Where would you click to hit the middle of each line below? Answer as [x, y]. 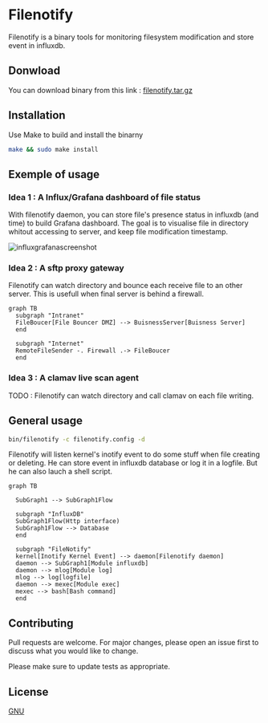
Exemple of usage [54, 174]
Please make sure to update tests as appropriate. [89, 667]
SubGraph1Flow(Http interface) [68, 522]
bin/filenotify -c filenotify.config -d [77, 439]
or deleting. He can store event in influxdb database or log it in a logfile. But [133, 463]
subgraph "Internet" [50, 344]
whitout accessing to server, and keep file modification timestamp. [118, 232]
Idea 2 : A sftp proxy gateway [66, 268]
